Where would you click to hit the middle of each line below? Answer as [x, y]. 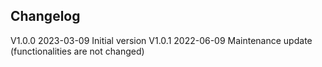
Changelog [45, 16]
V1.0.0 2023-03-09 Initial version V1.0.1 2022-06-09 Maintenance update [161, 40]
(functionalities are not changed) [77, 51]
